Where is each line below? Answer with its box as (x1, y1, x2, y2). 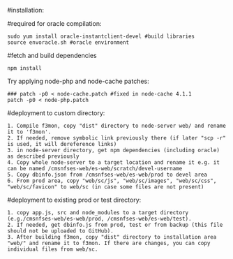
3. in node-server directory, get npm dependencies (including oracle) (7, 147, 220, 154)
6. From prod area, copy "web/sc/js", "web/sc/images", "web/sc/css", (7, 177, 217, 184)
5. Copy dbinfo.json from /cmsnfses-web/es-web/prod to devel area (7, 171, 208, 178)
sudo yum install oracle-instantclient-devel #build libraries (7, 33, 195, 40)
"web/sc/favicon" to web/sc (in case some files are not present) (7, 184, 204, 191)
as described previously (7, 153, 80, 160)
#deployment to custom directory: (7, 109, 105, 117)
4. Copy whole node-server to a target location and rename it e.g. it (7, 159, 220, 166)
